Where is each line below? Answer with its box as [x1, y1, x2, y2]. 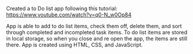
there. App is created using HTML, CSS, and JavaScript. [6, 41, 143, 48]
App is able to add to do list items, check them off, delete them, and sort [6, 23, 182, 29]
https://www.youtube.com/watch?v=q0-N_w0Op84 [6, 11, 132, 18]
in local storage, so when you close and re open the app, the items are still [6, 35, 188, 42]
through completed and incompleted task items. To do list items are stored [6, 29, 188, 36]
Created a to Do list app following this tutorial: [6, 5, 118, 12]
